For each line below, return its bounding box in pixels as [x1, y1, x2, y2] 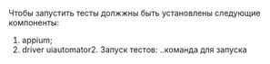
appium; [21, 35, 53, 45]
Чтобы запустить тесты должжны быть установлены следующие [8, 8, 261, 18]
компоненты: [8, 17, 60, 28]
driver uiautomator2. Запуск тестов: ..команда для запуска [21, 44, 247, 55]
